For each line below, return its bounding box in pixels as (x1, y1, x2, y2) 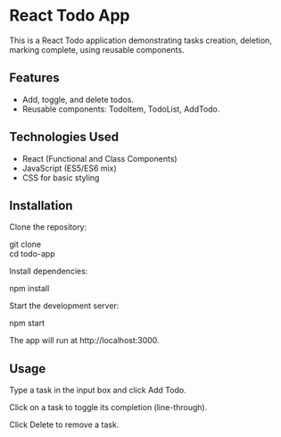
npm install (9, 283, 50, 294)
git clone (9, 239, 42, 250)
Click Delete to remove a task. (9, 419, 120, 430)
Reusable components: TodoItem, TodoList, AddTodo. (21, 104, 220, 114)
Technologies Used (9, 130, 119, 145)
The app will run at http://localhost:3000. (9, 335, 160, 346)
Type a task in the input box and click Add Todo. (9, 385, 186, 396)
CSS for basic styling (21, 172, 100, 183)
